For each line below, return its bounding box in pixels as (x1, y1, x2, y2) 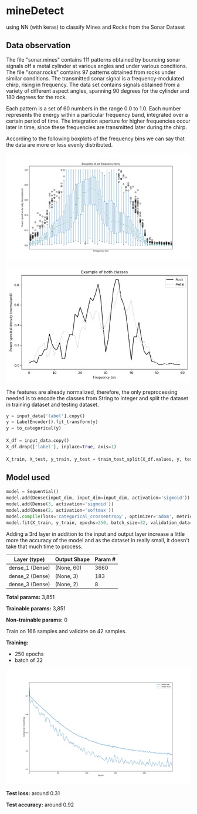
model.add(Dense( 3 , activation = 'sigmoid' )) (6, 501, 114, 507)
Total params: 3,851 (6, 594, 55, 601)
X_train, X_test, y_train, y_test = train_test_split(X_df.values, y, (6, 456, 182, 462)
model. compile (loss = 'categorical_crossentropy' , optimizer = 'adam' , (6, 514, 175, 519)
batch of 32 (14, 657, 43, 664)
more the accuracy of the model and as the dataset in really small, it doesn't (6, 536, 189, 543)
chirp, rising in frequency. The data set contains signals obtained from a (6, 81, 180, 88)
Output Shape (55, 556, 90, 563)
